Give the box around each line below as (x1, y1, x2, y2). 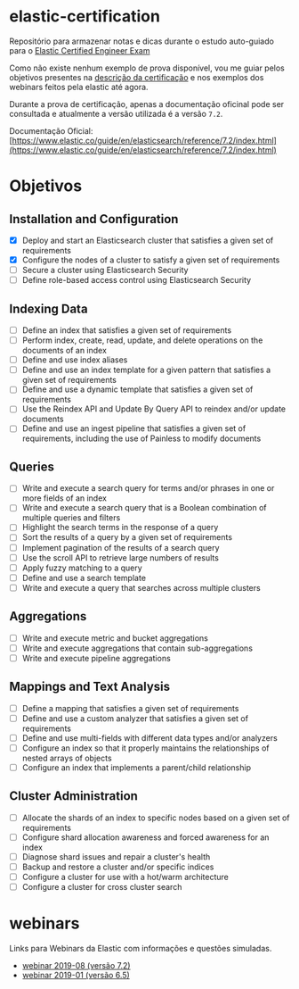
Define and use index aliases (21, 354, 128, 365)
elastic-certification (9, 6, 160, 27)
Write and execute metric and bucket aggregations (21, 632, 209, 644)
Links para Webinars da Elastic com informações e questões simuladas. (9, 943, 272, 954)
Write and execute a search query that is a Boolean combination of (21, 503, 267, 513)
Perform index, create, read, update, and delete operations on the (21, 335, 263, 345)
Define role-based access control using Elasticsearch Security (21, 275, 252, 286)
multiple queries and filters (21, 512, 121, 523)
